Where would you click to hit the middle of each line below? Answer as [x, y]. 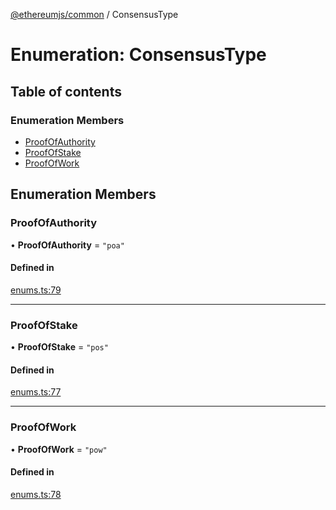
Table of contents [66, 91]
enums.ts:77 [36, 392]
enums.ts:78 [36, 494]
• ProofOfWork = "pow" [59, 449]
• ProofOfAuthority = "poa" [67, 245]
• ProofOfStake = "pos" [59, 347]
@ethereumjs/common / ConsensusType [94, 14]
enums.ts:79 [36, 290]
